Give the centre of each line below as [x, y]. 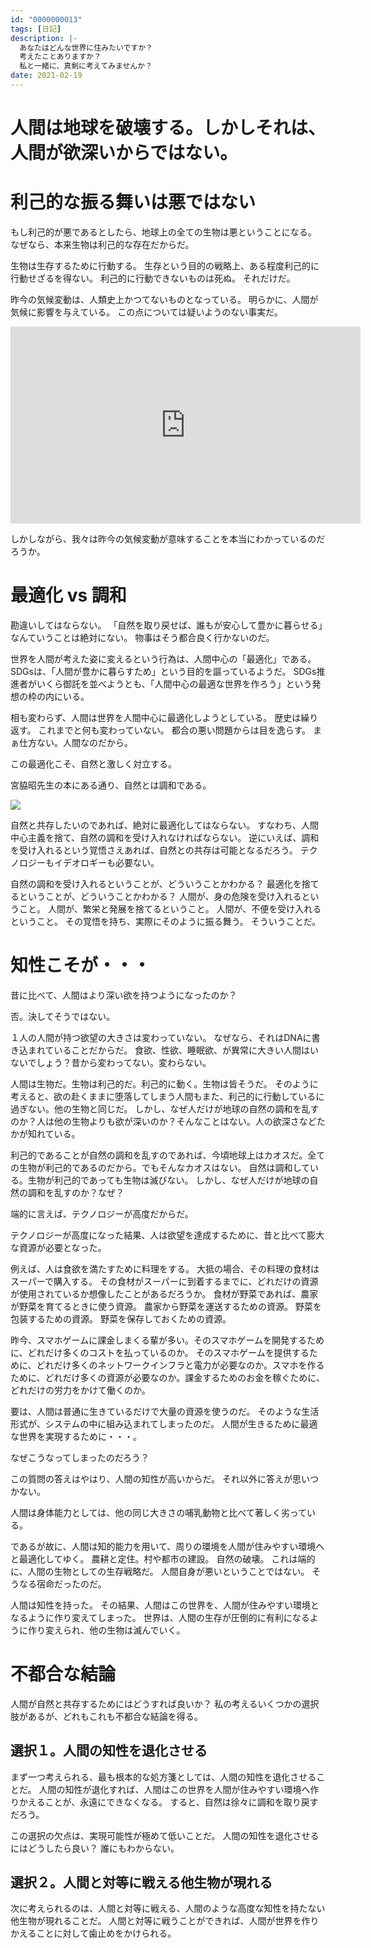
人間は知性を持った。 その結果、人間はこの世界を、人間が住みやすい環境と [165, 1605]
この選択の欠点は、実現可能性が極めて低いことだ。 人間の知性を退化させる [165, 1835]
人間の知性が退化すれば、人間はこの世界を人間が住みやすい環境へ [174, 1789]
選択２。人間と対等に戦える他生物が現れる [141, 1882]
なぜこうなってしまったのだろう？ [80, 1457]
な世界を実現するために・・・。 [76, 1436]
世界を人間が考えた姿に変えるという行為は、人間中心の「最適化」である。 [163, 658]
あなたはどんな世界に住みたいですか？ [86, 47]
